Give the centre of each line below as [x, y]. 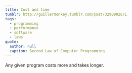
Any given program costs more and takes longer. [55, 65]
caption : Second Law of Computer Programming [57, 51]
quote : [12, 42]
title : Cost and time [27, 10]
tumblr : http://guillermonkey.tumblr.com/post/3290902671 [66, 14]
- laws [16, 37]
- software [21, 33]
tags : [11, 19]
